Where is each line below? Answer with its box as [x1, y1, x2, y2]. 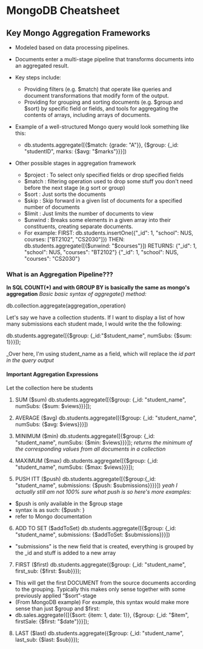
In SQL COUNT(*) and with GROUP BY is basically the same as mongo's [6, 284, 190, 291]
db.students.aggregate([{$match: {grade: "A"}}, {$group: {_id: [24, 141, 179, 149]
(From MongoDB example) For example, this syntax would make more [15, 598, 189, 605]
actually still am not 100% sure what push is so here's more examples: [15, 488, 191, 495]
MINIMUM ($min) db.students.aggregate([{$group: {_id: [15, 432, 155, 440]
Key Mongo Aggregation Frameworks [6, 28, 150, 38]
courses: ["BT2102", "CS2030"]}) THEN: [24, 236, 125, 243]
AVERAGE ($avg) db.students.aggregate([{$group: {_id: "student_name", [15, 414, 197, 422]
